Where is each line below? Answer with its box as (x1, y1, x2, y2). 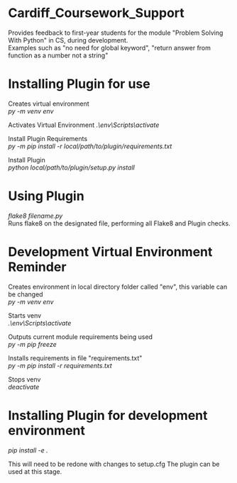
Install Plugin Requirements (8, 134, 88, 143)
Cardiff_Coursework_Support (8, 5, 185, 21)
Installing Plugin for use (8, 76, 151, 92)
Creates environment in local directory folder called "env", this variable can (8, 282, 228, 291)
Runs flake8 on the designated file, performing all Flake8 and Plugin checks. (8, 218, 231, 228)
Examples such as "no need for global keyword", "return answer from (8, 43, 211, 52)
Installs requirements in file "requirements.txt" (8, 353, 143, 362)
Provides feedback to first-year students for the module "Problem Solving (8, 28, 224, 37)
